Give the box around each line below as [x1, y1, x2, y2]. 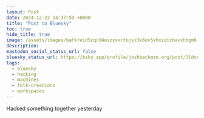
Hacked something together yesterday [6, 105, 103, 112]
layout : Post [6, 9, 39, 15]
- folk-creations [12, 83, 56, 89]
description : [6, 43, 39, 49]
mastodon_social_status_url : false [6, 49, 97, 55]
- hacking [12, 71, 36, 77]
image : [6, 37, 23, 43]
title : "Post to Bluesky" [6, 20, 72, 26]
